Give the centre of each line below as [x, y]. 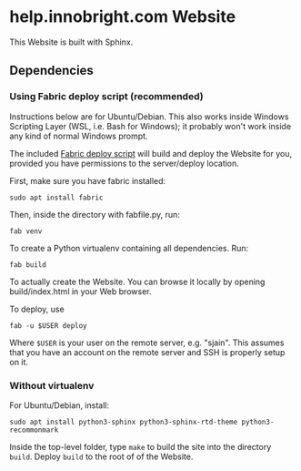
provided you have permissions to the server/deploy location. [124, 163]
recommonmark [34, 430]
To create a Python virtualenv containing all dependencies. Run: [129, 248]
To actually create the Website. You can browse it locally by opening [137, 282]
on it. [19, 362]
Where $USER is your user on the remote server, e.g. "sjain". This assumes [147, 343]
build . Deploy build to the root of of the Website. [101, 456]
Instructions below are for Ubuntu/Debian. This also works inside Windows [149, 117]
